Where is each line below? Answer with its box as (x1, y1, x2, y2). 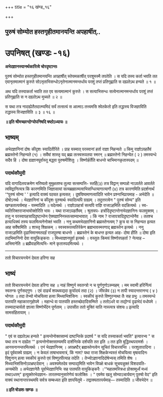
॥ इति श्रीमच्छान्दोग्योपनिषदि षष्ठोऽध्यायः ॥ (5, 119, 67, 125)
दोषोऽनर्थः (5, 197, 19, 203)
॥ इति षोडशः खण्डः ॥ (5, 386, 38, 393)
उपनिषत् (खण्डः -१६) (5, 47, 70, 58)
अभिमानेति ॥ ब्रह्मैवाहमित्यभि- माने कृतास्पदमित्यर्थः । (5, 241, 84, 247)
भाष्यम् (5, 133, 19, 141)
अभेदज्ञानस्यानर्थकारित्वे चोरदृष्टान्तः (5, 64, 57, 69)
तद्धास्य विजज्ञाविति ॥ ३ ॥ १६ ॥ (5, 109, 55, 115)
